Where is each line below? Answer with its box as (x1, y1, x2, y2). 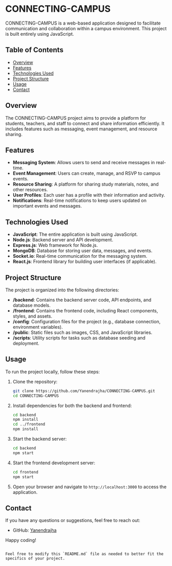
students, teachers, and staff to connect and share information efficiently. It (5, 120, 165, 126)
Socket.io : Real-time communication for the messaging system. (12, 253, 147, 259)
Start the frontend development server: (12, 460, 96, 466)
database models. (12, 302, 51, 308)
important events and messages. (12, 203, 82, 209)
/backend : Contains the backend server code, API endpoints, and (12, 297, 152, 303)
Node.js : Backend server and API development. (12, 237, 114, 243)
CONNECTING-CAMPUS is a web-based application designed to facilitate (5, 20, 161, 26)
